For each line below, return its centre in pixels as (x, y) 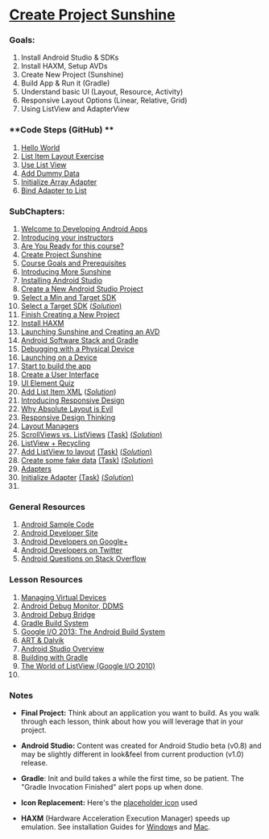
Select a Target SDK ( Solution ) (71, 306)
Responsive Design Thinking (68, 418)
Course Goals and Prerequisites (74, 263)
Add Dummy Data (50, 173)
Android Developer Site (60, 533)
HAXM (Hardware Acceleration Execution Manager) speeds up (125, 818)
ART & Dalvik (42, 640)
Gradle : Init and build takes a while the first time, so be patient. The (132, 778)
